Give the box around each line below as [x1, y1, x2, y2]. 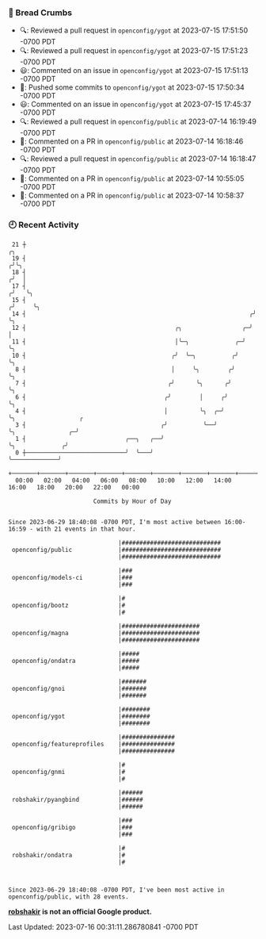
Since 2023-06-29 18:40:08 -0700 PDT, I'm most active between [8, 518, 222, 526]
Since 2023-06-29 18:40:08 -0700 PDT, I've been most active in [8, 886, 225, 894]
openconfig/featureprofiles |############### [11, 740, 176, 748]
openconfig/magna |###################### [11, 629, 200, 637]
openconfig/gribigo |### [11, 823, 133, 831]
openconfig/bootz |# [11, 601, 126, 609]
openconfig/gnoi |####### [11, 684, 147, 692]
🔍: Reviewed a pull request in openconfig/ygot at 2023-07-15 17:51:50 [19, 25, 249, 35]
